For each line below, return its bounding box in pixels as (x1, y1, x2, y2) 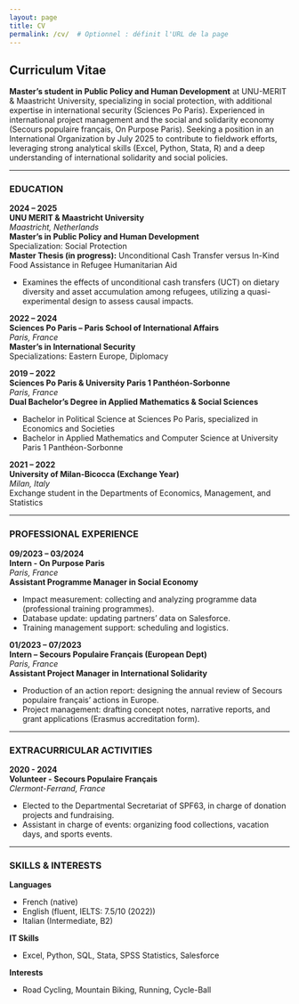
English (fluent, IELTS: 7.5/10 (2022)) (21, 906, 156, 917)
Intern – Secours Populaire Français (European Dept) (9, 649, 207, 660)
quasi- (246, 287, 271, 297)
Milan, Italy (9, 478, 51, 490)
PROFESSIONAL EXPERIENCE (9, 528, 140, 540)
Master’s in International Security (9, 342, 136, 352)
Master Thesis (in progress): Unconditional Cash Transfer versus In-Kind (9, 250, 279, 261)
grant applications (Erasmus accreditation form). (21, 713, 200, 724)
